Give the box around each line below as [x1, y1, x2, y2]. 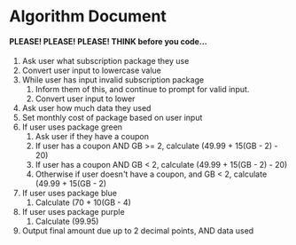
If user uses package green [21, 122, 122, 132]
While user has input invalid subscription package [21, 75, 205, 85]
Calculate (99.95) [35, 216, 99, 227]
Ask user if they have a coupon [35, 131, 149, 142]
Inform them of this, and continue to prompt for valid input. [35, 84, 250, 95]
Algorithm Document [9, 6, 167, 27]
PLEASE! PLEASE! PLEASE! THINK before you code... [9, 36, 207, 46]
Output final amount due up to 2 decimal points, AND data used [21, 225, 254, 236]
